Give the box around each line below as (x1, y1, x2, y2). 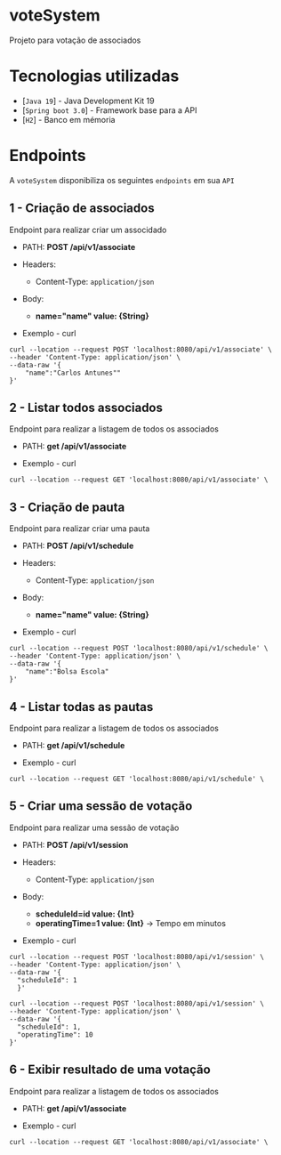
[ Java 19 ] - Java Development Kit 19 (21, 95, 155, 106)
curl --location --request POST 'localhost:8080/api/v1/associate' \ (9, 344, 273, 354)
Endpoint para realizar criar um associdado (9, 224, 167, 235)
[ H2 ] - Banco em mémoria (21, 114, 116, 125)
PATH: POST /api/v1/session (21, 839, 129, 850)
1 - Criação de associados (9, 201, 155, 216)
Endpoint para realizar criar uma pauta (9, 523, 150, 534)
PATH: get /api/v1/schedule (21, 740, 125, 751)
